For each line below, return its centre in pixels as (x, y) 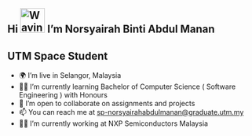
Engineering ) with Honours (63, 95)
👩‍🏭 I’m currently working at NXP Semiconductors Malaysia (113, 123)
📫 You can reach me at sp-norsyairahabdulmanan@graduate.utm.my (131, 112)
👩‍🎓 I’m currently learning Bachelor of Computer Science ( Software (127, 86)
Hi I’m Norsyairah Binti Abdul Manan (111, 29)
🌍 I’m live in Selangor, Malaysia (70, 75)
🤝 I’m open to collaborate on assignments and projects (107, 104)
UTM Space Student (58, 56)
